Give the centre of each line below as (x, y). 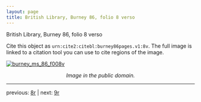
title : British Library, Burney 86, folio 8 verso (71, 17)
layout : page (22, 12)
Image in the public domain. (100, 75)
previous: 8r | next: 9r (33, 92)
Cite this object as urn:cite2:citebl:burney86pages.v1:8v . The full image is (99, 46)
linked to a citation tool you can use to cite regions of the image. (85, 52)
